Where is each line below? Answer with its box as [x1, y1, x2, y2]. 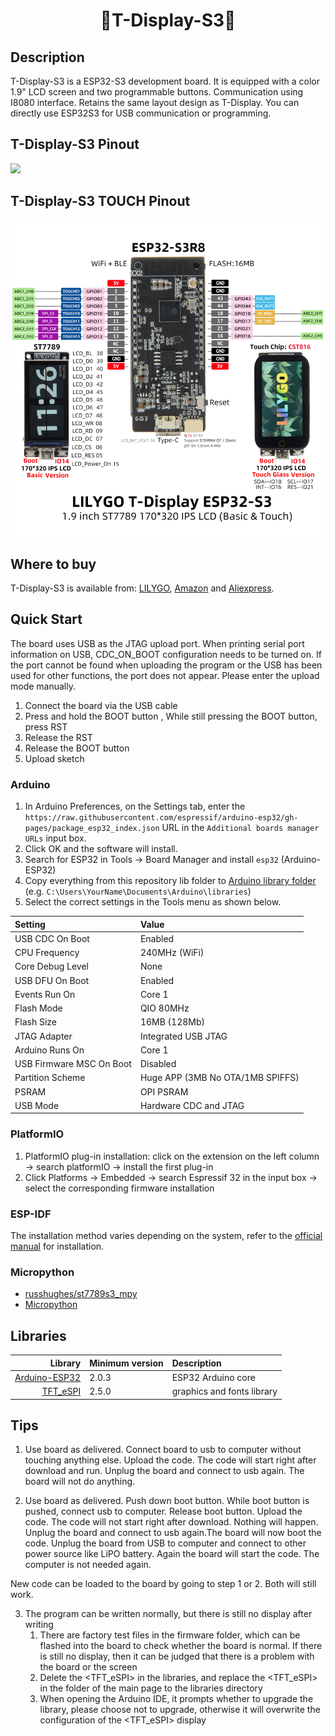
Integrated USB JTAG [139, 1030, 228, 1042]
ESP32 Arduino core [171, 1371, 256, 1383]
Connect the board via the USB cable [24, 699, 178, 711]
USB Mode [14, 1099, 60, 1111]
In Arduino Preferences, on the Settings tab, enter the [24, 800, 246, 813]
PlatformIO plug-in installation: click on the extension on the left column [24, 1150, 320, 1162]
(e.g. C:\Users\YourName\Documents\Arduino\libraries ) [24, 885, 252, 898]
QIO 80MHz [139, 1002, 190, 1014]
